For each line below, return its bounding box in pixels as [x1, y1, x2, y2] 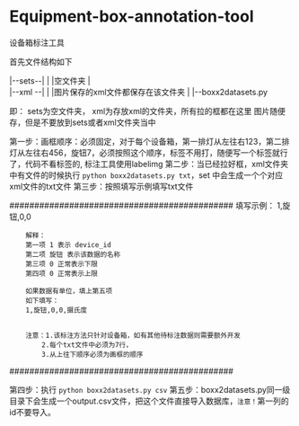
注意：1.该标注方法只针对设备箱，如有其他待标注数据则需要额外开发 [25, 331, 241, 340]
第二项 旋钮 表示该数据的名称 [25, 250, 121, 259]
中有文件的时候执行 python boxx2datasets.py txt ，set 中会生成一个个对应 [9, 169, 284, 181]
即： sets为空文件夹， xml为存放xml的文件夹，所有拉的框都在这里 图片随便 [9, 105, 286, 116]
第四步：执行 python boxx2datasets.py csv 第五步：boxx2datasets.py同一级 [9, 384, 291, 395]
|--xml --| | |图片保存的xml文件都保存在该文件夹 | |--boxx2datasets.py [9, 86, 268, 97]
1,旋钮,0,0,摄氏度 [25, 306, 88, 315]
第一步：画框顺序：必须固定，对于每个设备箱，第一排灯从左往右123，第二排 [9, 136, 290, 146]
